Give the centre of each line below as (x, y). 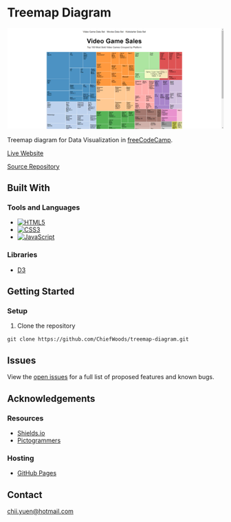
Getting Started (41, 292)
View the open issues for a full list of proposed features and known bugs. (111, 377)
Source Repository (33, 166)
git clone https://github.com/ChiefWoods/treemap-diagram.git (98, 339)
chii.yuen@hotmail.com (41, 511)
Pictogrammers (39, 440)
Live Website (25, 153)
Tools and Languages (44, 207)
